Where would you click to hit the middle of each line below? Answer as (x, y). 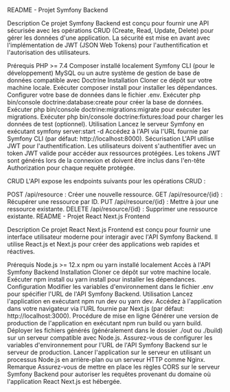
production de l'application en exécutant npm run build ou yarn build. (105, 323)
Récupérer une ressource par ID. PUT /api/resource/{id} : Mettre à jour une (113, 201)
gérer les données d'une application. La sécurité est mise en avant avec (109, 38)
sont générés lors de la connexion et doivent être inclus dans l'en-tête (106, 160)
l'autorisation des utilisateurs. (49, 52)
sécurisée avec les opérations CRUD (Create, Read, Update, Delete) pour (111, 31)
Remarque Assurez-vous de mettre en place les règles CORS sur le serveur (114, 367)
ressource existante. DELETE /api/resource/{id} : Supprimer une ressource (113, 209)
